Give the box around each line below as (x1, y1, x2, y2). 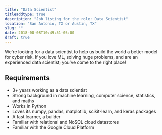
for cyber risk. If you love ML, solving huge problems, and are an (5, 54, 138, 60)
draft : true (5, 35, 30, 40)
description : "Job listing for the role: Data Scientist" (5, 16, 128, 21)
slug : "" (5, 26, 23, 31)
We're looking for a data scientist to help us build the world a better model (5, 48, 158, 55)
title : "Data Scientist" (5, 7, 57, 12)
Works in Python (12, 103, 46, 109)
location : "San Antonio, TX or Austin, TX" (5, 21, 97, 26)
